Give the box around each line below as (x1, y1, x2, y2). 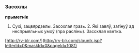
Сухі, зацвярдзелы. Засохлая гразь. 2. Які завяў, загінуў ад (12, 23, 134, 29)
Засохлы (5, 3, 27, 10)
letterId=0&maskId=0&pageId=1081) (5, 43, 77, 49)
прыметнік (5, 14, 29, 20)
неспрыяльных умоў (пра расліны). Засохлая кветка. (12, 29, 123, 34)
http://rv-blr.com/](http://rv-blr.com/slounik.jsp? (6, 38, 102, 43)
